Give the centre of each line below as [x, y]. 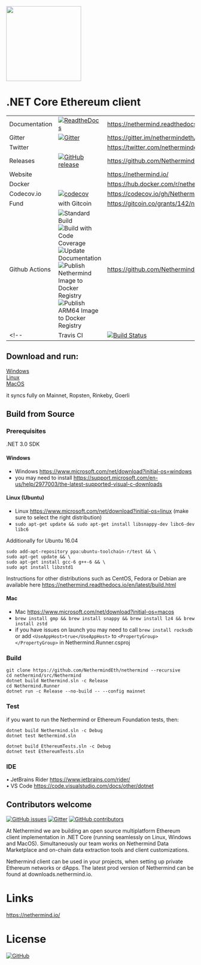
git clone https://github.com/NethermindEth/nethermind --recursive [93, 670]
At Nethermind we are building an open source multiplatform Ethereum [93, 831]
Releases [22, 161]
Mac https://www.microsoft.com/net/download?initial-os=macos [95, 612]
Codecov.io [25, 193]
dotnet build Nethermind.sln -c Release [57, 681]
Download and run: [42, 357]
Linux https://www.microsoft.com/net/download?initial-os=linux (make [102, 511]
